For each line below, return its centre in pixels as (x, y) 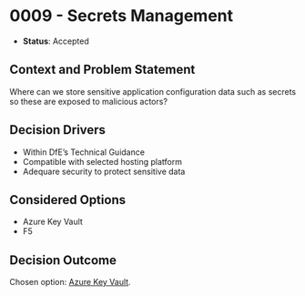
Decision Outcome (63, 260)
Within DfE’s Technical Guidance (84, 152)
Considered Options (67, 200)
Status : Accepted (56, 41)
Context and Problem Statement (102, 70)
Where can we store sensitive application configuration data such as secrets (153, 91)
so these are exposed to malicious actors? (89, 101)
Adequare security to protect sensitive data (104, 171)
